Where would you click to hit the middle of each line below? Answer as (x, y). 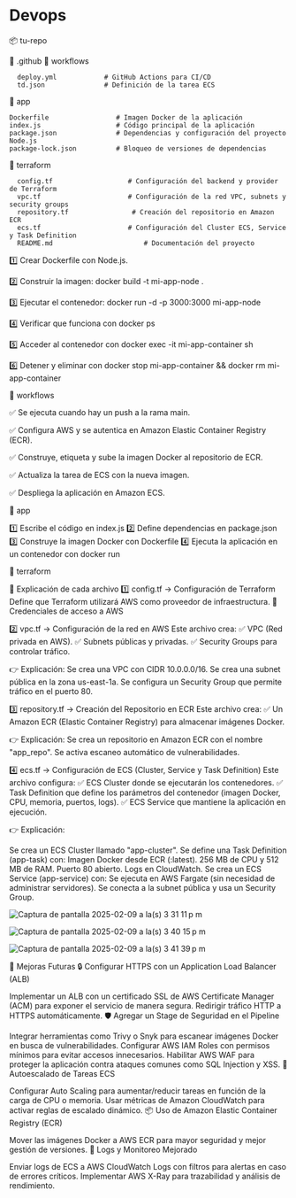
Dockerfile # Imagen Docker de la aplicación (126, 117)
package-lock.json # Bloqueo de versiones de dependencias (138, 148)
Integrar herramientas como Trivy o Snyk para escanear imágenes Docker (144, 1036)
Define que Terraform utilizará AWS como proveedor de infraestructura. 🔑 (144, 601)
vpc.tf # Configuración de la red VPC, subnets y (152, 197)
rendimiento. (32, 1185)
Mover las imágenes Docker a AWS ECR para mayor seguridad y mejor (138, 1140)
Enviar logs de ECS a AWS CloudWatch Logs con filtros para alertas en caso (148, 1166)
